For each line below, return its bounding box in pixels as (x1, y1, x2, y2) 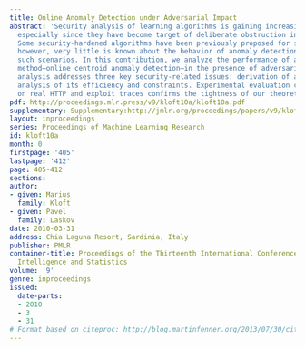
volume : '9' (9, 266, 54, 275)
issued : (9, 283, 39, 292)
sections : (9, 173, 47, 182)
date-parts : (17, 291, 64, 300)
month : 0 (9, 140, 43, 149)
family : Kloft (17, 198, 71, 208)
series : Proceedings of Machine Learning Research (9, 123, 205, 132)
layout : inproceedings (9, 114, 95, 123)
